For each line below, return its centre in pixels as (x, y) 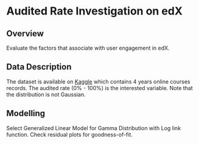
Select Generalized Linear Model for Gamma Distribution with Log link (94, 128)
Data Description (39, 67)
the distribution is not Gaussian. (46, 94)
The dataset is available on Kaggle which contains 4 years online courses (98, 81)
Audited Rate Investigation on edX (94, 11)
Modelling (26, 113)
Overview (25, 34)
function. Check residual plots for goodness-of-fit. (69, 134)
